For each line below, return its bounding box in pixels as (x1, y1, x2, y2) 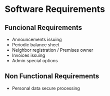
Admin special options (11, 58, 58, 63)
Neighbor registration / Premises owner (11, 47, 93, 53)
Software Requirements (4, 3, 105, 15)
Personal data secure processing (11, 85, 80, 91)
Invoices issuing (11, 52, 45, 58)
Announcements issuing (11, 36, 62, 42)
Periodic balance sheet (11, 42, 59, 48)
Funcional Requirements (4, 23, 82, 32)
